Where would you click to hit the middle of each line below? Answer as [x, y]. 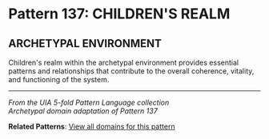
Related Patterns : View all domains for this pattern [92, 126]
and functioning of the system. [59, 79]
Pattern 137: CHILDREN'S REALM [119, 14]
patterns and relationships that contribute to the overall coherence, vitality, [131, 71]
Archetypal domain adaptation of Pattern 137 [83, 111]
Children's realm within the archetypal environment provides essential [123, 62]
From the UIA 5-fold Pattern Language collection [89, 102]
